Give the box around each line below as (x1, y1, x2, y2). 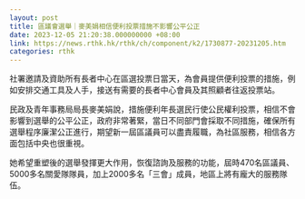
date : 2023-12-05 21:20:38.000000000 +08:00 (9, 30, 181, 39)
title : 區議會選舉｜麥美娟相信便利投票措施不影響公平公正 (9, 22, 201, 31)
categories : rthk (9, 47, 75, 56)
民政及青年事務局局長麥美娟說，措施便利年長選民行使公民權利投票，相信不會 (9, 104, 296, 114)
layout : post (9, 13, 59, 23)
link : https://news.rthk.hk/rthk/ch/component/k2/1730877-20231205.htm (9, 38, 286, 48)
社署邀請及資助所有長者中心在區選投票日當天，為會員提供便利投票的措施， (9, 74, 288, 85)
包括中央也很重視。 (16, 138, 89, 149)
